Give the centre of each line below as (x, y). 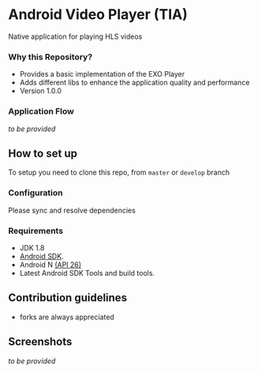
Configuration (36, 193)
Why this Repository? (50, 57)
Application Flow (41, 111)
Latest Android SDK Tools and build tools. (87, 273)
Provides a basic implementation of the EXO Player (102, 74)
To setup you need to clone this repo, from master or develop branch (119, 172)
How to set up (43, 153)
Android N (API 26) (50, 264)
